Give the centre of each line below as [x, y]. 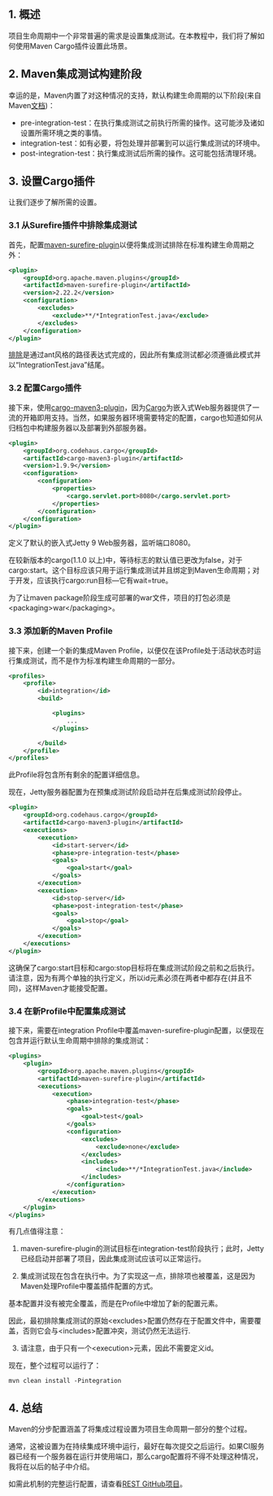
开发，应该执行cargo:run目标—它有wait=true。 [94, 581]
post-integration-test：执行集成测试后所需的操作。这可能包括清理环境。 [141, 153]
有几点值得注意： [37, 1232]
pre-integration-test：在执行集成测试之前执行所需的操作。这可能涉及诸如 [142, 122]
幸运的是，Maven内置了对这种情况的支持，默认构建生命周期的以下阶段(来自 [135, 95]
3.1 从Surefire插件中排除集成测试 [73, 225]
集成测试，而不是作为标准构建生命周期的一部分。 [97, 661]
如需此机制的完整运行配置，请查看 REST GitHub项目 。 [97, 1484]
